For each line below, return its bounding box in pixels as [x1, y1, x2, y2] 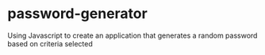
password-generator [7, 5, 148, 23]
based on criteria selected [7, 38, 93, 48]
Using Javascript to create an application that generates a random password [7, 31, 258, 40]
